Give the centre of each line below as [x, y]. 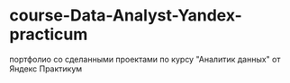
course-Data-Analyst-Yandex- [126, 16]
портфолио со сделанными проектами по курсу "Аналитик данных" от [145, 59]
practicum [49, 34]
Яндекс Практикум [46, 69]
